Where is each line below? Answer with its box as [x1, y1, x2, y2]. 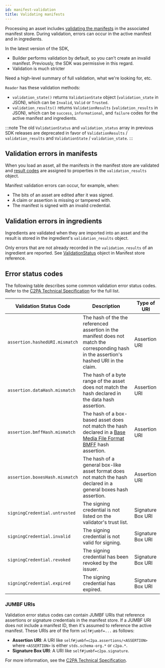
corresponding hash [82, 345, 130, 352]
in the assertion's [82, 351, 123, 358]
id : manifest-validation [5, 7, 56, 12]
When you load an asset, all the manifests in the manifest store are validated [5, 162, 160, 168]
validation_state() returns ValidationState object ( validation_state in [12, 94, 159, 100]
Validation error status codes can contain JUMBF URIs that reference [5, 612, 145, 618]
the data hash [82, 396, 114, 403]
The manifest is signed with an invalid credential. [12, 203, 111, 209]
